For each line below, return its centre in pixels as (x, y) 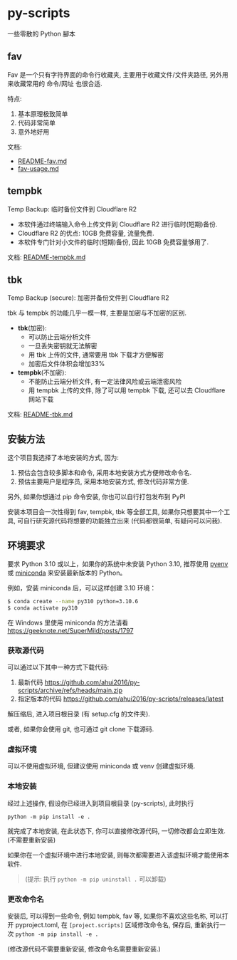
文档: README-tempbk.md (47, 257)
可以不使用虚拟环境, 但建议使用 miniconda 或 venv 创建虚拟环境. (101, 766)
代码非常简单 (36, 122)
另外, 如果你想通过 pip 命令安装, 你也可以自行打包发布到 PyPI (96, 497)
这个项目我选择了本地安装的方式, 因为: (63, 458)
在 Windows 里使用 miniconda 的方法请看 (68, 622)
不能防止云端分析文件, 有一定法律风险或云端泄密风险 (105, 382)
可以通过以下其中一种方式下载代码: (58, 667)
